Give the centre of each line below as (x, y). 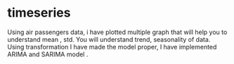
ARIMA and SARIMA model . (48, 54)
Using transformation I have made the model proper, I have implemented (112, 47)
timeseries (39, 13)
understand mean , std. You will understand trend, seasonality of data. (109, 39)
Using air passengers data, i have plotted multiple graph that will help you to (117, 32)
